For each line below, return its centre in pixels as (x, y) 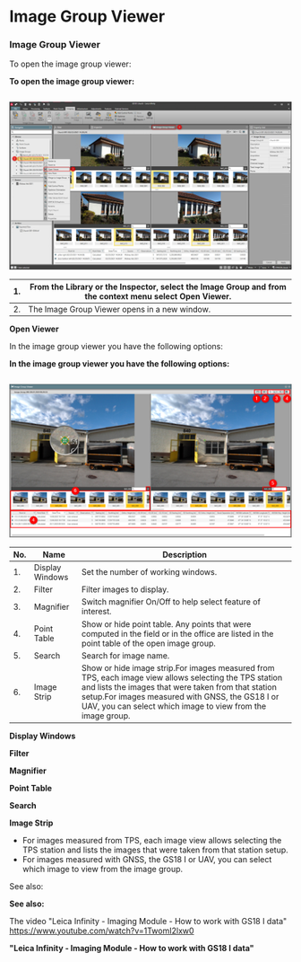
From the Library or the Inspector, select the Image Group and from (158, 287)
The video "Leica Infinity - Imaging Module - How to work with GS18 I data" (148, 921)
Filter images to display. (125, 589)
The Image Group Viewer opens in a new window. (120, 309)
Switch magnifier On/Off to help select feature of (172, 602)
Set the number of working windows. (150, 572)
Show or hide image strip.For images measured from (178, 668)
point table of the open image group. (149, 643)
